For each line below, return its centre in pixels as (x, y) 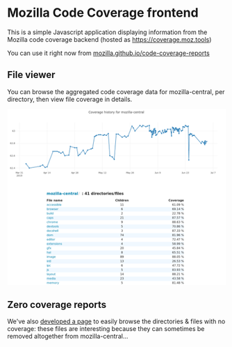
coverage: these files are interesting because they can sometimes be (106, 329)
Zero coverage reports (57, 304)
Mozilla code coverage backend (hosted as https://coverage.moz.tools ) (109, 39)
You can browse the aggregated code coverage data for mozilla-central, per (116, 91)
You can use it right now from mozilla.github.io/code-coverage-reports (108, 53)
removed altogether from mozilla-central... (68, 337)
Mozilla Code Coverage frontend (103, 13)
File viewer (31, 75)
